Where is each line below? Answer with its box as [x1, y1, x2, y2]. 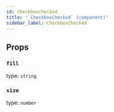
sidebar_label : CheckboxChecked [6, 20, 87, 26]
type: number [6, 99, 37, 107]
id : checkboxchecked [6, 8, 58, 15]
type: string [6, 72, 37, 80]
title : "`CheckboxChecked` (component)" [6, 14, 109, 20]
